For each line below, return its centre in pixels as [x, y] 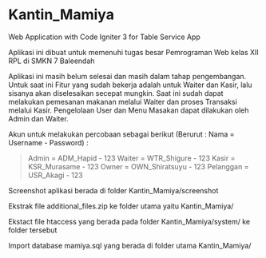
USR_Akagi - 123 [55, 175]
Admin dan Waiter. [39, 118]
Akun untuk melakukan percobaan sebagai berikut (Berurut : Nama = [121, 134]
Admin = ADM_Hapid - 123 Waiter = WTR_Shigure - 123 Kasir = [131, 158]
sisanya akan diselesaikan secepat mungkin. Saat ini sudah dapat [116, 93]
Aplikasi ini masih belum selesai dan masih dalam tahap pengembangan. [127, 76]
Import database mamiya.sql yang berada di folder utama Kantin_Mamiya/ [130, 245]
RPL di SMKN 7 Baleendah [52, 61]
